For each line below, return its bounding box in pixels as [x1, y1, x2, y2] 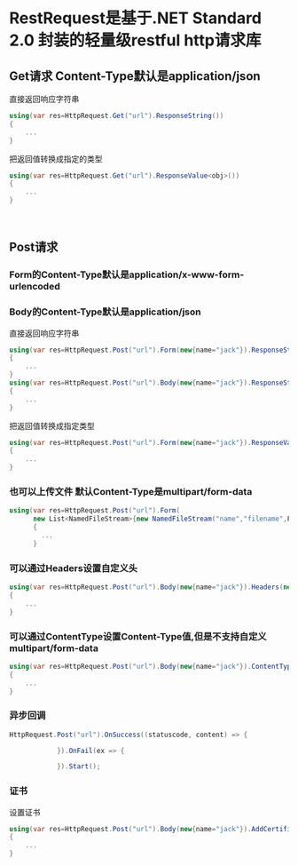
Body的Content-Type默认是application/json [9, 306, 201, 318]
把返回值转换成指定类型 [9, 420, 95, 431]
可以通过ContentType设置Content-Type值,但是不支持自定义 [9, 630, 268, 642]
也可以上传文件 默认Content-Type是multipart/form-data [9, 486, 253, 498]
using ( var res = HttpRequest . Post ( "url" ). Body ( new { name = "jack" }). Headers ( [9, 583, 284, 592]
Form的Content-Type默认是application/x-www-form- [9, 268, 245, 281]
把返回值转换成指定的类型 [9, 153, 103, 164]
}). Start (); [56, 762, 101, 771]
